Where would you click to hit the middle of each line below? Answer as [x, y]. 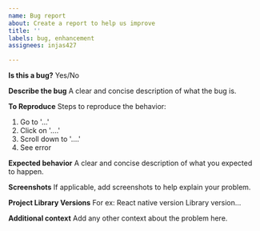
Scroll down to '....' [50, 139]
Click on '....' [40, 131]
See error [36, 148]
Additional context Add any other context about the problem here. [118, 218]
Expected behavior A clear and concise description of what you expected [130, 163]
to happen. [26, 172]
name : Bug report [37, 16]
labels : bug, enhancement [51, 38]
